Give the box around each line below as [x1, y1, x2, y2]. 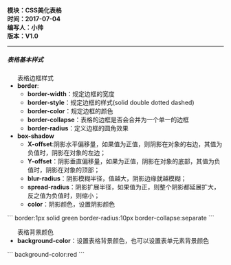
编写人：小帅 [7, 23, 43, 32]
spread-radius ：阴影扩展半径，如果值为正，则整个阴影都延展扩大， [27, 183, 220, 191]
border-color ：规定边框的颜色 [27, 106, 113, 115]
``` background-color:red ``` [7, 250, 85, 258]
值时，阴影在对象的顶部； [27, 165, 100, 174]
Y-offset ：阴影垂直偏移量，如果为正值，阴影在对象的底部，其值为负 [27, 157, 221, 165]
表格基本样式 [7, 55, 43, 63]
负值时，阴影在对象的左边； [27, 148, 107, 157]
